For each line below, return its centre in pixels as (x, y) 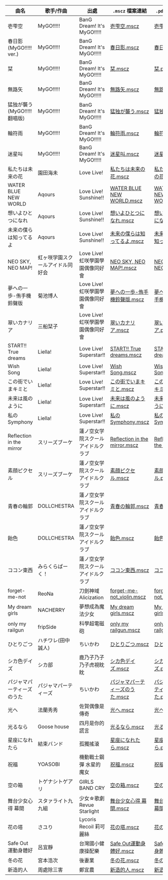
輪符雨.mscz (124, 133)
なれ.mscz (122, 220)
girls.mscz (122, 613)
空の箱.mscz (124, 785)
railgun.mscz (125, 630)
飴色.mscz (122, 538)
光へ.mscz (122, 710)
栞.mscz (119, 69)
